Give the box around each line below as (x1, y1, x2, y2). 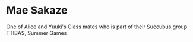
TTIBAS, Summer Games (6, 29, 67, 36)
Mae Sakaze (6, 4, 68, 17)
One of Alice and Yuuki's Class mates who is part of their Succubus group (6, 23, 188, 30)
